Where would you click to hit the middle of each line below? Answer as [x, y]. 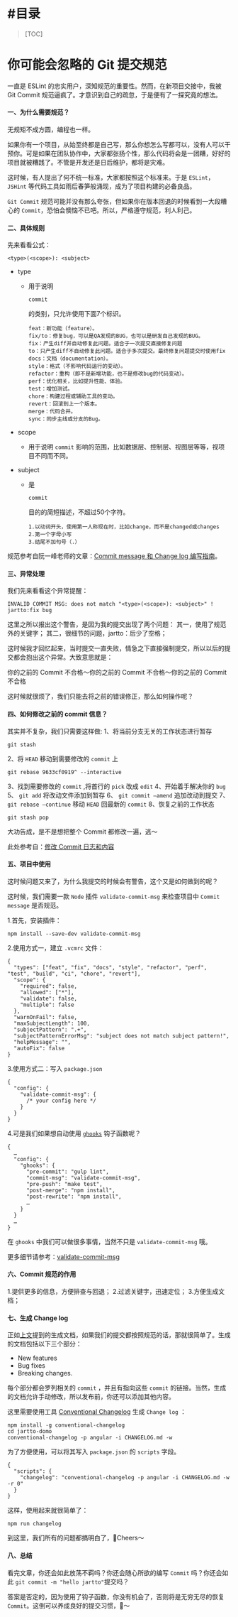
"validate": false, [49, 998]
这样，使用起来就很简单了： [48, 1510]
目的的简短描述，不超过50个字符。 [79, 512]
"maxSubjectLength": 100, [52, 1023]
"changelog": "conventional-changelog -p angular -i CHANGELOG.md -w [125, 1478]
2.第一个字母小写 [50, 535]
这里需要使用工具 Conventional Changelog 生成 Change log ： [97, 1412]
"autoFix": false [39, 1048]
